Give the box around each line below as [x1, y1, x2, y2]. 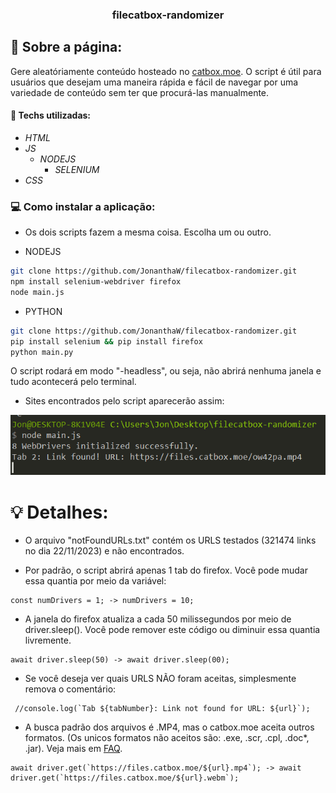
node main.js [10, 287, 65, 297]
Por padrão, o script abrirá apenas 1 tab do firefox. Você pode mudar [24, 564, 308, 577]
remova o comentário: [24, 683, 117, 695]
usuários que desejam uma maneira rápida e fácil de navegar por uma [10, 76, 299, 88]
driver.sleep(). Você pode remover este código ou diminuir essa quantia [24, 624, 321, 636]
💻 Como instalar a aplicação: [10, 199, 156, 213]
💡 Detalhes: [10, 501, 109, 523]
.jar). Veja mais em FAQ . [24, 743, 123, 755]
